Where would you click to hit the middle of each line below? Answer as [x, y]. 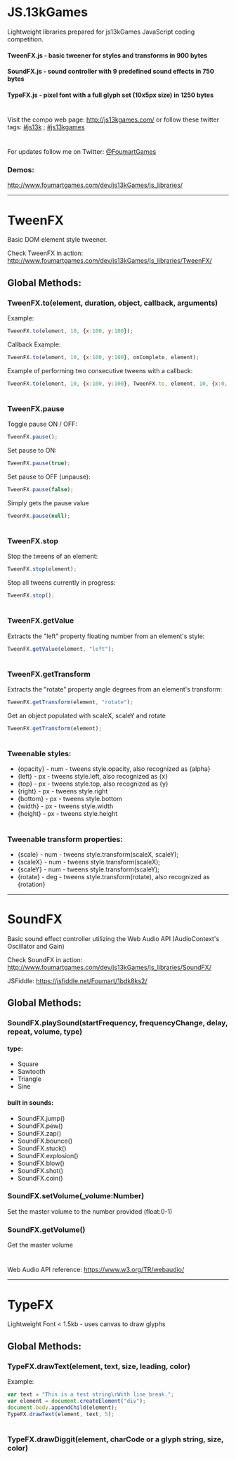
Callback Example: [34, 344]
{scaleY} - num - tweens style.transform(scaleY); [88, 869]
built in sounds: [31, 1102]
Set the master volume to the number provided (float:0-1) [90, 1211]
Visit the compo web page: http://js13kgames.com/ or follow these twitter [113, 119]
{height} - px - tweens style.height [67, 814]
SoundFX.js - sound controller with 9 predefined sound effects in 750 [111, 72]
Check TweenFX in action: [45, 253]
